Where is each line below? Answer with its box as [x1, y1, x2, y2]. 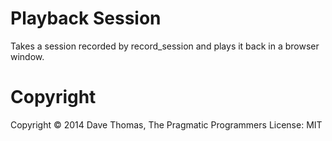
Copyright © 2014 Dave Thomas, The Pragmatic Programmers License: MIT [10, 118, 323, 131]
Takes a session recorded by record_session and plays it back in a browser [10, 40, 320, 52]
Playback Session [10, 7, 162, 30]
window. [10, 50, 45, 62]
